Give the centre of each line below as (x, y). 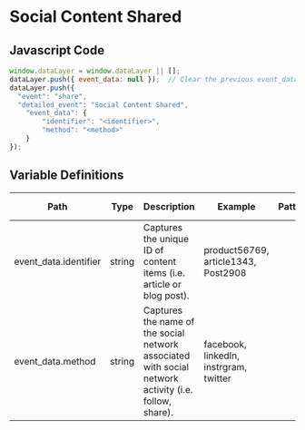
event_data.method (55, 361)
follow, (158, 401)
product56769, (236, 249)
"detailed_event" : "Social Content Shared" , (103, 105)
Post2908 (225, 272)
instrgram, (226, 366)
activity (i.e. (168, 389)
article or (162, 284)
